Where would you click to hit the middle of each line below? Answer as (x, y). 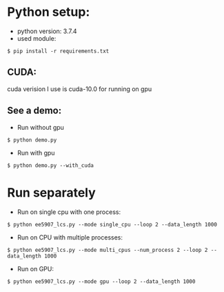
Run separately (52, 192)
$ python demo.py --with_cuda (51, 165)
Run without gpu (40, 127)
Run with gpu (36, 153)
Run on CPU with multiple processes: (70, 237)
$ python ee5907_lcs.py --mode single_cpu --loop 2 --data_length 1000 (112, 224)
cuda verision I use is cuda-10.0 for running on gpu (80, 89)
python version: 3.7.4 (47, 31)
